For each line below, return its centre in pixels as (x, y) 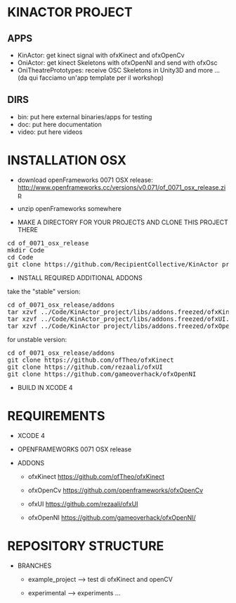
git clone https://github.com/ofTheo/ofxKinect (91, 360)
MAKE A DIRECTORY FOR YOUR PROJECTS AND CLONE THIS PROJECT (123, 222)
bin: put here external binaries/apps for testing (85, 116)
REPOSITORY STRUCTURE (86, 546)
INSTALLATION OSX (67, 160)
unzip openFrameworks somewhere (69, 208)
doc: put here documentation (59, 124)
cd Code (20, 257)
